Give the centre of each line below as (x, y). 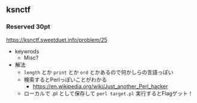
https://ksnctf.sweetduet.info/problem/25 (57, 40)
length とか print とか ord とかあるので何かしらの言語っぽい (98, 72)
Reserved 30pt (28, 27)
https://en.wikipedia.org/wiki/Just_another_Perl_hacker (100, 86)
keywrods (27, 51)
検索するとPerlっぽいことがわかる (65, 79)
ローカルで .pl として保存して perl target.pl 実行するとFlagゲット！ (108, 93)
